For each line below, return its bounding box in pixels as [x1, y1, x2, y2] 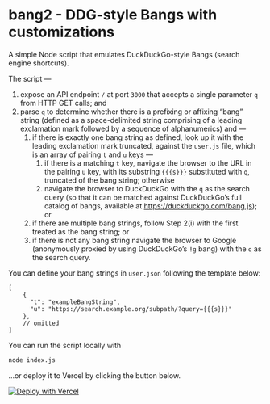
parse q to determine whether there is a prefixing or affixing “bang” [19, 107, 243, 116]
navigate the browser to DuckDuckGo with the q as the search [44, 183, 250, 193]
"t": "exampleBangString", [29, 297, 121, 306]
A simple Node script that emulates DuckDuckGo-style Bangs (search [8, 49, 240, 59]
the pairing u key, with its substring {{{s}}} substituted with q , [44, 166, 250, 176]
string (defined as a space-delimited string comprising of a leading [19, 115, 243, 124]
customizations [8, 23, 115, 41]
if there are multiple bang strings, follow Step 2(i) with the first [31, 218, 239, 228]
